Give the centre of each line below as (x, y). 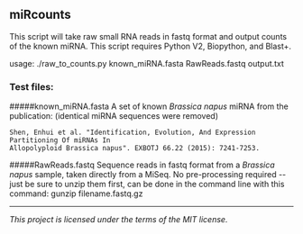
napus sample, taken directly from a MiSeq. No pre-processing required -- (148, 175)
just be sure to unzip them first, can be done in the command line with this (147, 184)
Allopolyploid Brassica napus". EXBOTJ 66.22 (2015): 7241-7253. (134, 148)
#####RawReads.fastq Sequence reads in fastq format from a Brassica (142, 165)
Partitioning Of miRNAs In (60, 140)
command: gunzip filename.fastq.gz (76, 193)
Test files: (32, 86)
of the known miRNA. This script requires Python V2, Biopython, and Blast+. (150, 46)
